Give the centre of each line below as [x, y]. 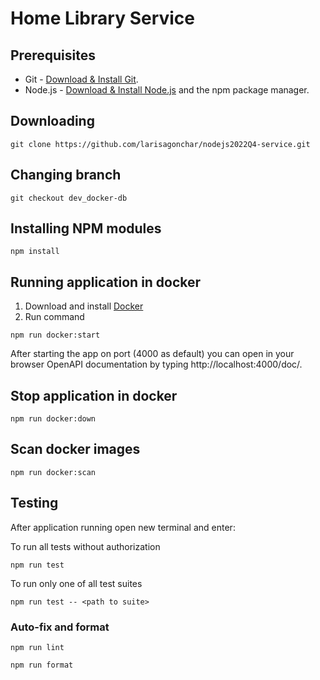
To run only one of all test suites [76, 583]
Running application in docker [106, 282]
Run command [54, 317]
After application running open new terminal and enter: [123, 527]
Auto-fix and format [60, 627]
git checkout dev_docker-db [69, 198]
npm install [35, 252]
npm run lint [37, 647]
